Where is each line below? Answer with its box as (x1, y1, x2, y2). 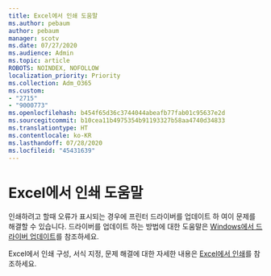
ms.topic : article (8, 57, 70, 65)
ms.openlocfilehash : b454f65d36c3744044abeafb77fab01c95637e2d (8, 109, 226, 117)
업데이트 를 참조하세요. (29, 232, 99, 241)
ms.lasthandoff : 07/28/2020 (8, 138, 103, 147)
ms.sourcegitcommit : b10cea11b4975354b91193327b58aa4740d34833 (8, 117, 226, 125)
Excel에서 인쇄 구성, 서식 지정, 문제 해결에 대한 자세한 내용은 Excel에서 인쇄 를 (8, 249, 252, 258)
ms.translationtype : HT (8, 124, 89, 132)
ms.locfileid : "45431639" (8, 146, 95, 154)
